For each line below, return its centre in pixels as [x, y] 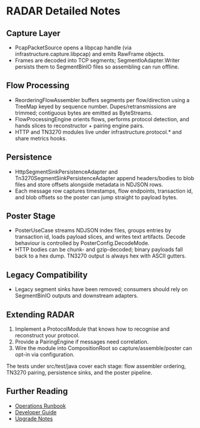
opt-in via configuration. [45, 355]
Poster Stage [31, 216]
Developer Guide [36, 412]
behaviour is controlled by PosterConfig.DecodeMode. [82, 243]
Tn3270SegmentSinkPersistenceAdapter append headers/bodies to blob [104, 178]
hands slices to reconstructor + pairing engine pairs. [80, 125]
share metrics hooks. [41, 138]
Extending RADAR [40, 314]
